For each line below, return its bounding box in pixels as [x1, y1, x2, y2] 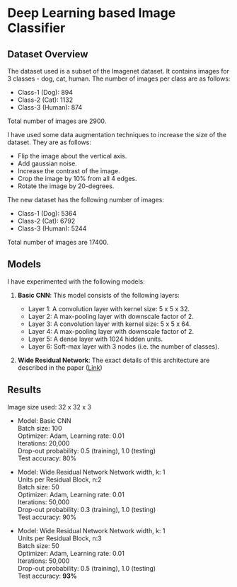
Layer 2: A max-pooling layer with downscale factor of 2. [28, 312, 194, 320]
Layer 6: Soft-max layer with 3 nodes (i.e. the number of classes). [28, 342, 219, 351]
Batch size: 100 [17, 424, 62, 432]
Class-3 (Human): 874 [17, 103, 83, 111]
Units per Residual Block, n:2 [17, 475, 102, 484]
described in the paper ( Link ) [17, 363, 103, 372]
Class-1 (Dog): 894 [17, 88, 73, 96]
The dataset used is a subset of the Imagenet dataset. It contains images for [7, 67, 230, 75]
